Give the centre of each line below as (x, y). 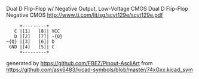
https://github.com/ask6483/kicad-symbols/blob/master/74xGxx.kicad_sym (99, 69)
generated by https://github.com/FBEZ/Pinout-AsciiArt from (80, 63)
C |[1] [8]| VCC (37, 31)
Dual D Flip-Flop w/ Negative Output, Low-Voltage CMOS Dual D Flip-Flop (97, 9)
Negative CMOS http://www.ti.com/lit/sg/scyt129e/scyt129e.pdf (85, 15)
